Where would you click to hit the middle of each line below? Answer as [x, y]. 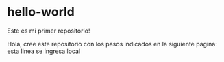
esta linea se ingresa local [44, 51]
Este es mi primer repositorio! [49, 31]
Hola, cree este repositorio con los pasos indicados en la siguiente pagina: [112, 44]
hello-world [41, 12]
